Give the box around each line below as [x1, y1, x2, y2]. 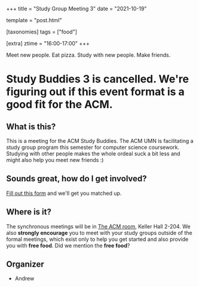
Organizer [6, 259, 45, 270]
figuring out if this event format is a [6, 85, 185, 99]
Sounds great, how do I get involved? [6, 173, 148, 184]
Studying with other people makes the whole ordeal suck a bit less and [6, 150, 180, 157]
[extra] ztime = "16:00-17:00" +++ [6, 40, 90, 47]
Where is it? [6, 207, 52, 217]
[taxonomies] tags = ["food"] [6, 28, 78, 35]
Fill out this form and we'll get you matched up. [6, 190, 122, 197]
